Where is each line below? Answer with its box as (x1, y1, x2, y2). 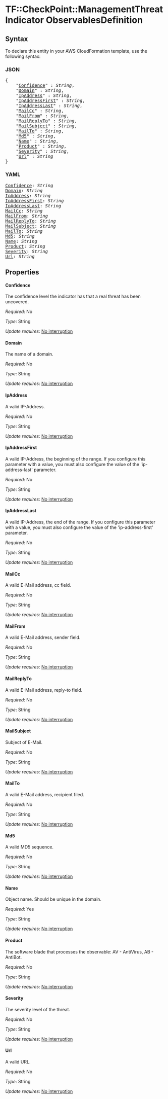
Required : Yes (5, 906, 34, 912)
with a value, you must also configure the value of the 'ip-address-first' (5, 524, 153, 530)
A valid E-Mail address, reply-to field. (5, 687, 83, 693)
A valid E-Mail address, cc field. (5, 582, 72, 588)
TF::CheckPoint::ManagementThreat (5, 4, 163, 15)
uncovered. (5, 299, 29, 305)
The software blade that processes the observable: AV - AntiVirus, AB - (5, 948, 154, 954)
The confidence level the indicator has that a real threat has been (5, 293, 141, 300)
